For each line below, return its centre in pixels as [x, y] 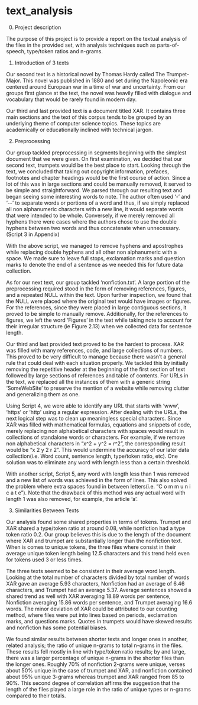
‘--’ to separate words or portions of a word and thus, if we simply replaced [98, 203]
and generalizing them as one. [43, 394]
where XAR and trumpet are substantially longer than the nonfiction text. [94, 541]
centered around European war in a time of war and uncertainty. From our [96, 86]
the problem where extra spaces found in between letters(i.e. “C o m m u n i [98, 486]
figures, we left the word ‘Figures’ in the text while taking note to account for [99, 320]
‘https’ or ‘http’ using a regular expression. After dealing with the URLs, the [97, 412]
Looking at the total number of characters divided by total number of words [98, 577]
